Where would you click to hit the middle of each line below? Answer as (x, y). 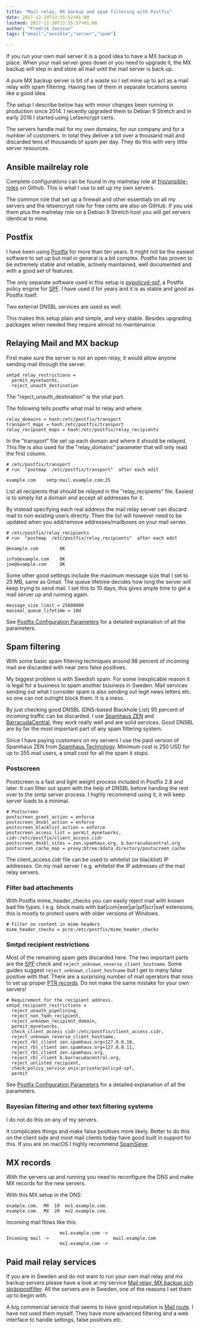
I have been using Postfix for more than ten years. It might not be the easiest (100, 251)
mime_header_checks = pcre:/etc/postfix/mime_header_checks (83, 929)
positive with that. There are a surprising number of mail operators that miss (100, 977)
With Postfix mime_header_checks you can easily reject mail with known (95, 900)
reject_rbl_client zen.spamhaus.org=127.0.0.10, (73, 1042)
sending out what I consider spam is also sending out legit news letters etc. (99, 692)
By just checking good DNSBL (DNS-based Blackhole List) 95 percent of (95, 710)
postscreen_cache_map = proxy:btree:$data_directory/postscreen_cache (96, 848)
